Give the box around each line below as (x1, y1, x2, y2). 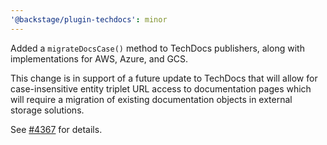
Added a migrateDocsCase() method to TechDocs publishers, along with (10, 42, 305, 54)
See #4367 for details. (10, 123, 103, 135)
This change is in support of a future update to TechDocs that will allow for (10, 72, 318, 84)
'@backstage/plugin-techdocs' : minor (10, 14, 168, 25)
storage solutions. (10, 104, 85, 116)
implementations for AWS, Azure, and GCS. (10, 52, 189, 65)
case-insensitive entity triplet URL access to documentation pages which (10, 82, 312, 95)
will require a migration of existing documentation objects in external (10, 93, 293, 105)
